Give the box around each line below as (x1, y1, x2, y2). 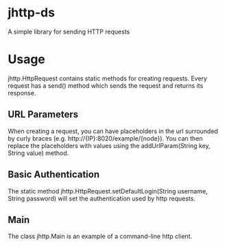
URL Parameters (8, 108, 78, 121)
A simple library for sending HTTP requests (8, 27, 130, 36)
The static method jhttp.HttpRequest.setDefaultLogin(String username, (8, 187, 208, 195)
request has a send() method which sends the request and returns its (8, 81, 204, 90)
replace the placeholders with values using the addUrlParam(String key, (8, 141, 211, 150)
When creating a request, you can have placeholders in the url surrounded (8, 127, 218, 135)
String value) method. (8, 149, 69, 157)
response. (8, 89, 36, 97)
